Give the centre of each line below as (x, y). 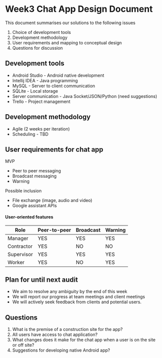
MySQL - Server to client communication (53, 86)
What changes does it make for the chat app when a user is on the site (84, 340)
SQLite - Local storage (35, 91)
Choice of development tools (42, 32)
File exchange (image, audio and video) (52, 200)
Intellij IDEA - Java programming (45, 80)
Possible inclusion (23, 191)
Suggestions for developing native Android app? (61, 350)
